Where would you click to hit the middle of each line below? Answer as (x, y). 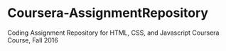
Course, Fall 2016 (33, 40)
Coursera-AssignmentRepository (108, 13)
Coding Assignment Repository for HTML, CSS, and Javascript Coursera (113, 33)
